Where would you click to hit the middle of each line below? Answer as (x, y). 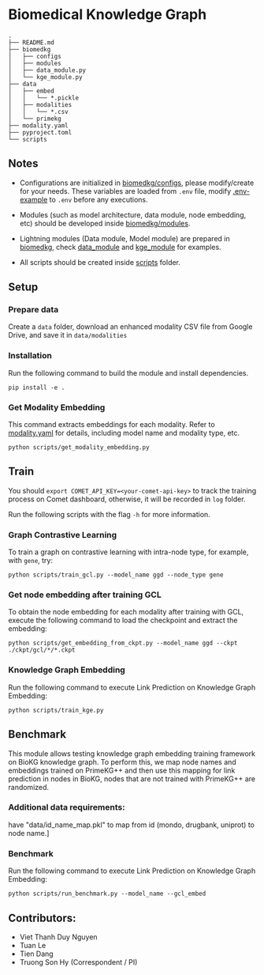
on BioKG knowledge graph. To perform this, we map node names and (122, 761)
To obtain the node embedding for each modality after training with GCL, (126, 612)
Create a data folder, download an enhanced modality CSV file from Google (130, 327)
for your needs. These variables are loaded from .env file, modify (125, 191)
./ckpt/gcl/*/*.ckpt (42, 650)
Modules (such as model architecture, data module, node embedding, (133, 214)
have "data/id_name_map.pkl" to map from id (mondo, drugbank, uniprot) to (131, 825)
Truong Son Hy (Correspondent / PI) (78, 962)
